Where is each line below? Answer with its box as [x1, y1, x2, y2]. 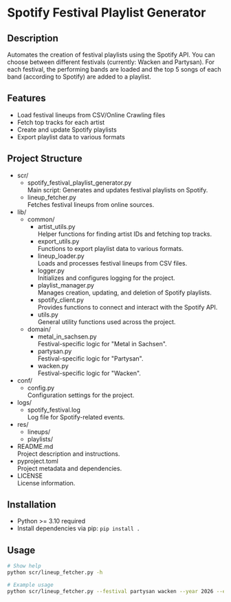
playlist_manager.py [37, 281, 95, 289]
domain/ [27, 325, 52, 333]
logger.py [37, 266, 65, 274]
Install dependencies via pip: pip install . [16, 524, 140, 532]
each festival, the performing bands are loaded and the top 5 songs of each [7, 66, 221, 73]
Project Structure [7, 153, 82, 165]
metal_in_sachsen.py [37, 332, 98, 341]
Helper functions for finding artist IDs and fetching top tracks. [37, 230, 212, 238]
